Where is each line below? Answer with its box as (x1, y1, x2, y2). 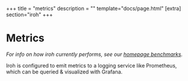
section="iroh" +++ (6, 11, 53, 18)
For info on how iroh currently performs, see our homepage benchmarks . (6, 51, 183, 58)
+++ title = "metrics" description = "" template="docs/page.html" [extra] (6, 5, 182, 12)
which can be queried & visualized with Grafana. (6, 68, 123, 75)
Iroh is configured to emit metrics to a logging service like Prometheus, (6, 62, 177, 69)
